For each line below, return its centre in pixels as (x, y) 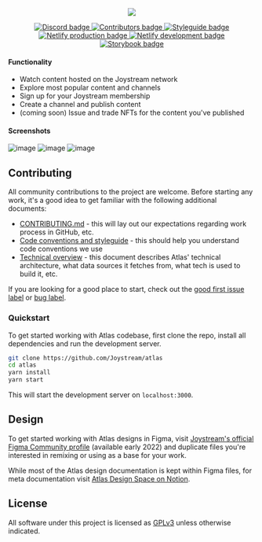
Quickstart (29, 318)
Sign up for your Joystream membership (85, 96)
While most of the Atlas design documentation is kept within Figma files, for (130, 470)
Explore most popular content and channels (90, 88)
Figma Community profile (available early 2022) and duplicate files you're (127, 447)
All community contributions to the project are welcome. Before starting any (131, 192)
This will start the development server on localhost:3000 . (101, 395)
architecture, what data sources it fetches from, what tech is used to (130, 266)
